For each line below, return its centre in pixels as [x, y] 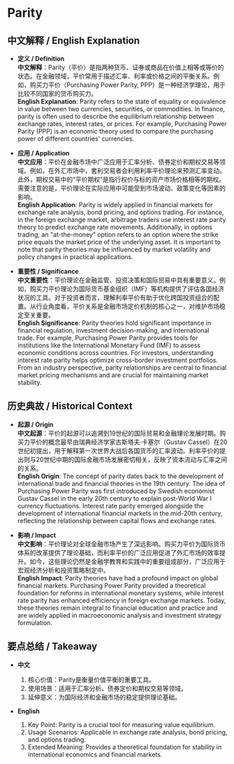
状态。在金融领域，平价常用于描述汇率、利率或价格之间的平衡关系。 [115, 76]
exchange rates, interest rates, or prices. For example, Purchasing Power [122, 124]
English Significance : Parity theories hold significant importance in [114, 323]
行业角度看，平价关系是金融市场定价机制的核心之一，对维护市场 [128, 306]
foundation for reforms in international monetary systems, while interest [120, 592]
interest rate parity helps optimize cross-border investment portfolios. [118, 360]
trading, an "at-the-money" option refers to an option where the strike [118, 235]
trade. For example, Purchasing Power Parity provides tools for [108, 338]
